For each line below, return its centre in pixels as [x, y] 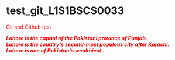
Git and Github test [29, 27]
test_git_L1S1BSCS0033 [65, 11]
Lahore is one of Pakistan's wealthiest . [55, 50]
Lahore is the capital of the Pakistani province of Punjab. [77, 38]
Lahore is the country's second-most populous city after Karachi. [88, 44]
